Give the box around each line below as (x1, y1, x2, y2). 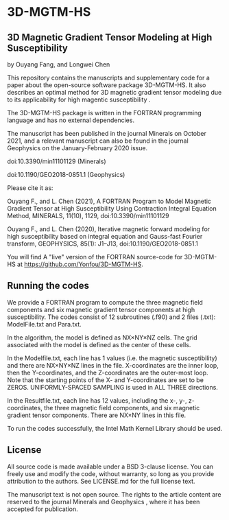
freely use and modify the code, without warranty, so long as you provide (7, 469, 215, 477)
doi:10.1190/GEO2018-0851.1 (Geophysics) (7, 171, 125, 178)
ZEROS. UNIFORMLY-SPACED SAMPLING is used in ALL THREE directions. (7, 383, 218, 391)
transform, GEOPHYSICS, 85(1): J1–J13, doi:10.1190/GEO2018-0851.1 (7, 239, 199, 248)
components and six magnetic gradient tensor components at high (7, 305, 195, 314)
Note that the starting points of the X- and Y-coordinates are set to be (7, 375, 204, 384)
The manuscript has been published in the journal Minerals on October (7, 130, 207, 137)
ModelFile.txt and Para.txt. (7, 320, 82, 328)
